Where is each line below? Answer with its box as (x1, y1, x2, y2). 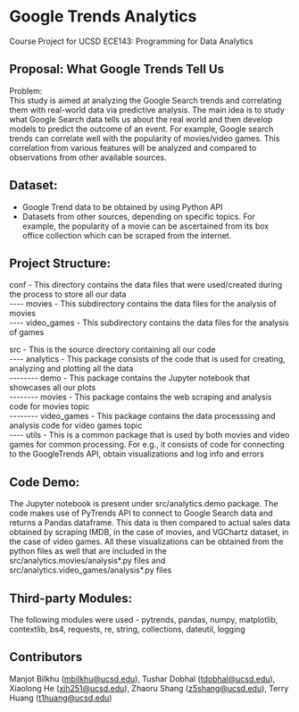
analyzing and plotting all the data (9, 364, 134, 374)
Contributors (9, 649, 83, 665)
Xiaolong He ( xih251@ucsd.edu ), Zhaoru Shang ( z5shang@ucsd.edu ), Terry (9, 683, 289, 693)
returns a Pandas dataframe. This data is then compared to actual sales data (9, 517, 290, 528)
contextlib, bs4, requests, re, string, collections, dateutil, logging (9, 624, 245, 634)
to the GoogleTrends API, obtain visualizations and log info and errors (9, 448, 265, 459)
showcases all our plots (9, 382, 96, 393)
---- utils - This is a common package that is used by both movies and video (9, 430, 290, 440)
